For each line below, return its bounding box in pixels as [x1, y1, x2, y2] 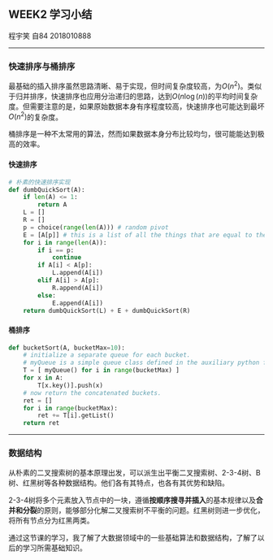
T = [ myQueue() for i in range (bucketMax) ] [23, 367, 180, 375]
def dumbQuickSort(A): [8, 185, 85, 193]
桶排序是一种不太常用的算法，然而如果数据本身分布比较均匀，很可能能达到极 [8, 129, 265, 139]
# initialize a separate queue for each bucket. [23, 351, 191, 359]
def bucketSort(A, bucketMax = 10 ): [8, 344, 126, 352]
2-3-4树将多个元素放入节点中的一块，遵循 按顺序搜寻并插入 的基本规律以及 [8, 495, 256, 505]
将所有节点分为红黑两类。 [8, 515, 94, 525]
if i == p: [37, 246, 75, 254]
